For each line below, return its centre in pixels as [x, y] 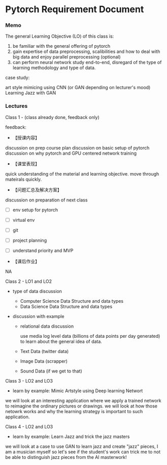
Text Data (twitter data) [44, 352]
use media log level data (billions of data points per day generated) [90, 336]
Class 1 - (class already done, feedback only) [53, 117]
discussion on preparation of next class [46, 200]
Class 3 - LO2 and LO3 [29, 381]
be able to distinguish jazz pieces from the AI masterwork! [66, 457]
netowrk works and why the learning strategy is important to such [74, 412]
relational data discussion [47, 326]
